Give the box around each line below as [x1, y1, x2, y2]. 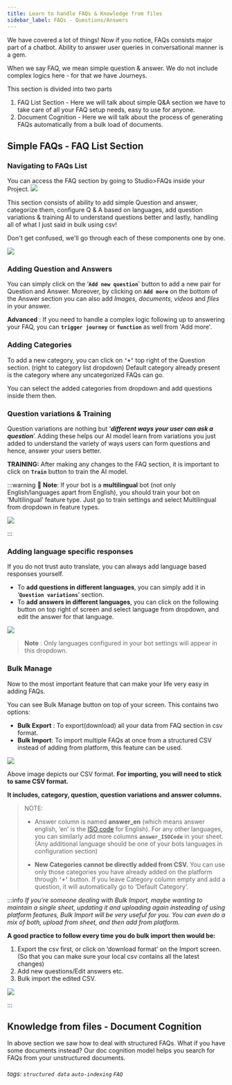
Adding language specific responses [7, 547, 134, 556]
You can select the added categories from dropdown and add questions [7, 384, 213, 392]
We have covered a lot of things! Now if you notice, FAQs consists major [7, 35, 213, 44]
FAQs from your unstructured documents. [7, 1054, 126, 1062]
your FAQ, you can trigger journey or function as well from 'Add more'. [7, 323, 213, 331]
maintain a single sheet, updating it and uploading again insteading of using [7, 903, 226, 912]
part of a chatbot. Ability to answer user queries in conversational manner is [7, 43, 224, 51]
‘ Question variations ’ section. [17, 591, 105, 599]
